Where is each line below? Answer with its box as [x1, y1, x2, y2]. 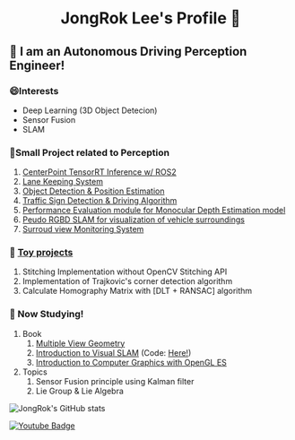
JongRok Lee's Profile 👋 [60, 8, 241, 29]
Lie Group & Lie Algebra [35, 385, 124, 396]
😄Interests [9, 84, 59, 97]
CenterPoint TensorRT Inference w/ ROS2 [22, 167, 177, 177]
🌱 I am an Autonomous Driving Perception [9, 44, 247, 59]
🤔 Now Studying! [9, 308, 84, 321]
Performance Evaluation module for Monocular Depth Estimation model [22, 205, 286, 216]
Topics [22, 367, 48, 377]
